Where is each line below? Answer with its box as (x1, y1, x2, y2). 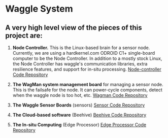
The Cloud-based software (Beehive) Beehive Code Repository (12, 112, 147, 118)
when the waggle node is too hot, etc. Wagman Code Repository (12, 92, 148, 98)
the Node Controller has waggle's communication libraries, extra (12, 61, 148, 66)
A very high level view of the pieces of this (5, 23, 142, 32)
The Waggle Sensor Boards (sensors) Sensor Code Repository (12, 102, 145, 108)
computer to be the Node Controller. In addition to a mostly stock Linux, (12, 55, 162, 61)
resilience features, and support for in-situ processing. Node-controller (12, 66, 161, 72)
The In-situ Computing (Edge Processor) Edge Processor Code (12, 122, 146, 127)
